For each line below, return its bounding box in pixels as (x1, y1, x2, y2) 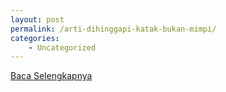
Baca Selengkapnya (10, 70, 93, 82)
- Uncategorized (28, 42, 97, 53)
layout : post (10, 14, 65, 25)
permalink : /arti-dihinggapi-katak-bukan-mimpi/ (10, 24, 217, 34)
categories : (10, 33, 60, 43)
